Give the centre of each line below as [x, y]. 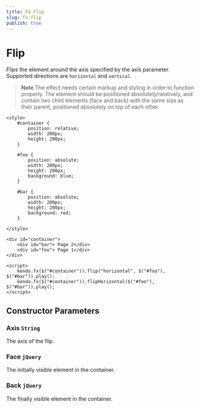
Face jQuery [24, 357]
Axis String [23, 328]
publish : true [24, 23]
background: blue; [51, 176]
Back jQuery [24, 386]
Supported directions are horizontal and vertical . [69, 76]
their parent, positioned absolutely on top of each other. [90, 107]
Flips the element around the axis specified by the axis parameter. [88, 69]
